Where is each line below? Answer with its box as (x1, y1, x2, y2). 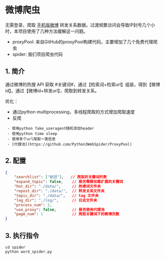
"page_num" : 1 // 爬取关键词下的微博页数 (14, 212, 120, 217)
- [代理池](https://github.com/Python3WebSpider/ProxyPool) (7, 141, 132, 147)
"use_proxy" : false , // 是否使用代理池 (14, 207, 105, 212)
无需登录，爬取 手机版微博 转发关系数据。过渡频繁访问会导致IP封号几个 (5, 22, 151, 28)
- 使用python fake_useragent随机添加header (7, 126, 94, 131)
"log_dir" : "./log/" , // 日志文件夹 (14, 198, 97, 203)
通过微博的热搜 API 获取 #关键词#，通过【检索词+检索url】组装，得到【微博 (5, 81, 161, 87)
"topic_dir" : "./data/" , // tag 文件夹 (14, 193, 99, 198)
